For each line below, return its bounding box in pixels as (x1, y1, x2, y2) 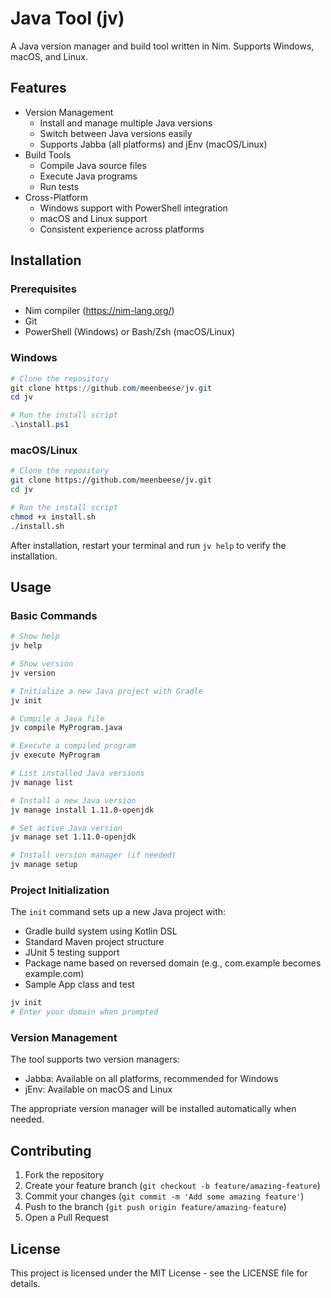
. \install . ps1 (10, 420, 70, 430)
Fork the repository (24, 1169, 105, 1181)
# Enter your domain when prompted (10, 1007, 159, 1017)
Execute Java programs (39, 170, 138, 182)
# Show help (10, 632, 60, 642)
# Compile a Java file (10, 713, 105, 724)
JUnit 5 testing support (24, 947, 120, 959)
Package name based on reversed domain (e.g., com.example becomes (24, 957, 322, 969)
